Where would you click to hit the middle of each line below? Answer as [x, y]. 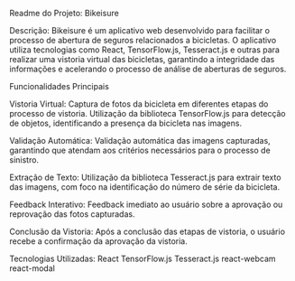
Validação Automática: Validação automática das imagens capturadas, [140, 140]
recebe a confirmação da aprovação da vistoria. [98, 241]
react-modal [32, 268]
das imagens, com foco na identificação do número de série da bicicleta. [145, 187]
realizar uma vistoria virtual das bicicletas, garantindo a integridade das [142, 59]
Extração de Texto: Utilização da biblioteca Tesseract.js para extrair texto [145, 177]
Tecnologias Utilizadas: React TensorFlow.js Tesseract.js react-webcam [143, 258]
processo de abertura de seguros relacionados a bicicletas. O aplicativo [143, 40]
